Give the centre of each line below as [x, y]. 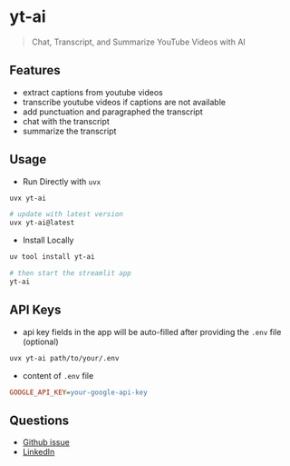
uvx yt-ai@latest [42, 223]
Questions [39, 420]
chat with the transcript [66, 121]
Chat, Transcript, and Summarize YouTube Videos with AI [139, 42]
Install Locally [48, 240]
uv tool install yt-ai [52, 257]
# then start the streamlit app [70, 273]
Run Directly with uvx [62, 181]
